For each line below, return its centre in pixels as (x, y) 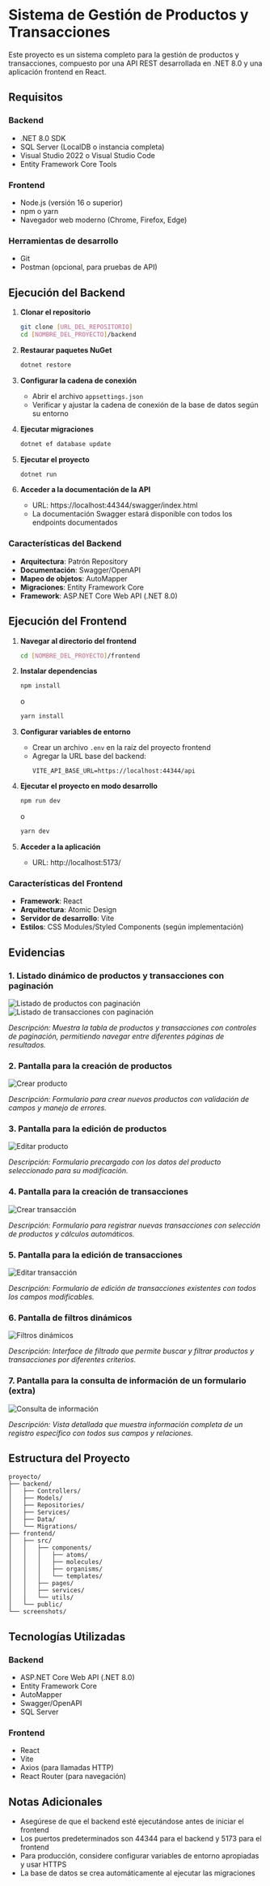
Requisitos (36, 98)
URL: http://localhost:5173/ (76, 862)
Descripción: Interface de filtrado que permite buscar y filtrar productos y (131, 1351)
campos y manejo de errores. (57, 1108)
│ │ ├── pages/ (41, 1584)
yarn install (42, 716)
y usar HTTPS (43, 1865)
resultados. (27, 1044)
